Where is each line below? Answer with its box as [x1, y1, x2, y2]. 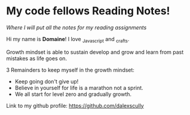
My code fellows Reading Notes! [6, 4, 170, 18]
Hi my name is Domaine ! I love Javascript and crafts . [6, 35, 130, 44]
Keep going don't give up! [14, 77, 79, 85]
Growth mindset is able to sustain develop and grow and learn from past [6, 48, 184, 55]
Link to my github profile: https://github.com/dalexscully [6, 102, 145, 109]
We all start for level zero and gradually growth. [14, 91, 132, 98]
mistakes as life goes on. [6, 55, 68, 62]
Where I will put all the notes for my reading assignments [6, 24, 147, 31]
